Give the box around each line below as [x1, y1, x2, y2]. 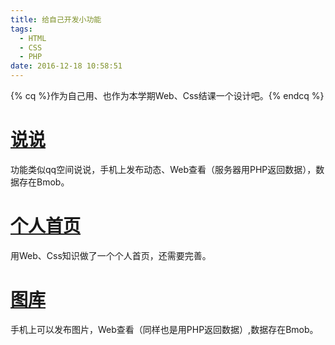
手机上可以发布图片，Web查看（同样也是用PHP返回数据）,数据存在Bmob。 [10, 323, 319, 335]
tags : [10, 24, 33, 34]
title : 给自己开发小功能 [10, 14, 102, 25]
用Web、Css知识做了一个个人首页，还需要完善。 [10, 249, 212, 261]
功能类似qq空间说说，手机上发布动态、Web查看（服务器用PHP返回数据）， [10, 163, 317, 175]
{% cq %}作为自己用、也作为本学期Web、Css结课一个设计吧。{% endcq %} [10, 90, 325, 101]
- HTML [19, 33, 47, 43]
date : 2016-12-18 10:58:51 [10, 61, 123, 71]
